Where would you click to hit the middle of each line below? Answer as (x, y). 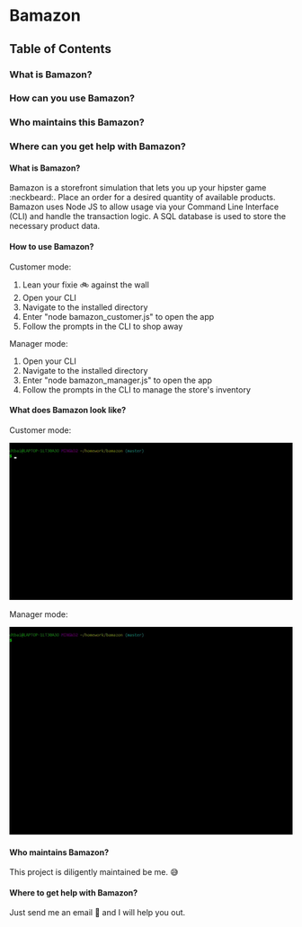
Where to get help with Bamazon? (74, 892)
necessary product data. (55, 226)
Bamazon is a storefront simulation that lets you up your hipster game (138, 188)
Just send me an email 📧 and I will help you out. (98, 913)
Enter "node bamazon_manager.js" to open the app (117, 380)
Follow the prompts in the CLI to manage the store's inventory (137, 389)
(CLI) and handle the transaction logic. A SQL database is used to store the (148, 216)
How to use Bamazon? (52, 247)
